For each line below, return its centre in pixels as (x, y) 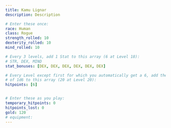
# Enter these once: (27, 24)
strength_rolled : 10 (27, 38)
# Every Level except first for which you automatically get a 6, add (82, 75)
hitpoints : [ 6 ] (21, 85)
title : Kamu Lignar (26, 10)
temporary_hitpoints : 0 (31, 103)
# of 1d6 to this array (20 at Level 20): (51, 80)
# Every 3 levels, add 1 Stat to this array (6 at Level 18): (73, 56)
